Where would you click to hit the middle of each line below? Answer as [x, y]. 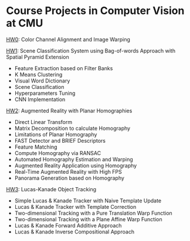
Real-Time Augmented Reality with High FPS [68, 171]
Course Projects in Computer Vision [95, 11]
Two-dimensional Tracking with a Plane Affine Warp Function [88, 219]
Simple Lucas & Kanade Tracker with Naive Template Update [88, 201]
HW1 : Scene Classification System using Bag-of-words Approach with [91, 50]
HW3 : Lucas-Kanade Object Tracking [51, 189]
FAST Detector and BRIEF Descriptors [60, 140]
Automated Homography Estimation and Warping [74, 159]
